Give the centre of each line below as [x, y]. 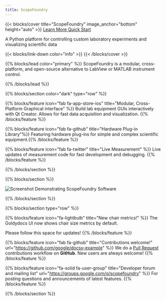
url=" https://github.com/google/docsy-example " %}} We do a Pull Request [82, 248]
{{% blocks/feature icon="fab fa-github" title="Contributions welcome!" [79, 242]
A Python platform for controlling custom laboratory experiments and [76, 39]
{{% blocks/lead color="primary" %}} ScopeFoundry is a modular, [73, 63]
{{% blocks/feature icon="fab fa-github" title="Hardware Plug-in [72, 129]
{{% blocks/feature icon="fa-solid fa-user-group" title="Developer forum [80, 268]
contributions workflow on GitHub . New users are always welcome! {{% [79, 253]
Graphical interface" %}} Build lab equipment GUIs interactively [89, 108]
